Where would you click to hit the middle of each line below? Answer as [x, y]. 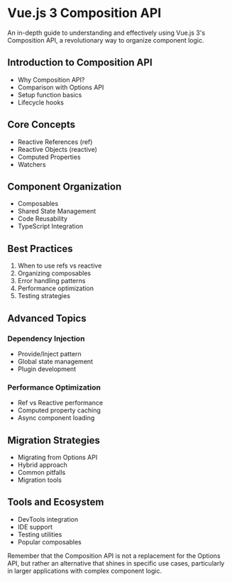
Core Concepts [42, 125]
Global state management [55, 361]
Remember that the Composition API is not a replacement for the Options [114, 556]
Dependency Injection [46, 339]
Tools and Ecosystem [56, 502]
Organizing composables [54, 273]
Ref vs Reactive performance [60, 403]
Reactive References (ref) [55, 142]
